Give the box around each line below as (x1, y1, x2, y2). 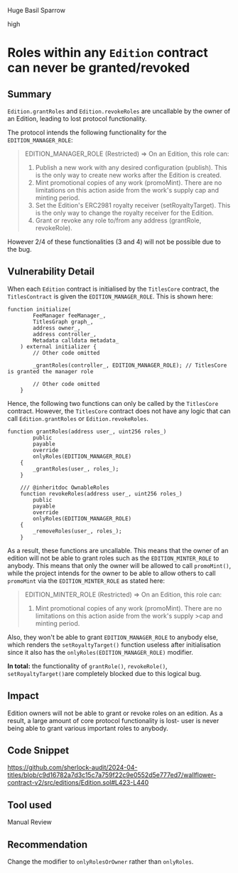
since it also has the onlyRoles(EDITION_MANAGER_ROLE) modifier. (7, 648, 194, 656)
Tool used (7, 799, 52, 811)
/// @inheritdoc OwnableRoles (20, 483, 110, 491)
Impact (7, 690, 39, 702)
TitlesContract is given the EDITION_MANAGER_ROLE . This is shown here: (7, 291, 213, 301)
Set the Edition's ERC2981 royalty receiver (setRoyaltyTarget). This (35, 201, 231, 209)
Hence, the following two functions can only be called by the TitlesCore (7, 399, 219, 407)
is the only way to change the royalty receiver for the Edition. (35, 209, 215, 217)
